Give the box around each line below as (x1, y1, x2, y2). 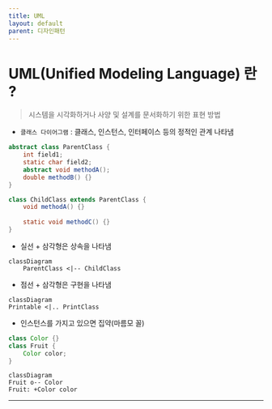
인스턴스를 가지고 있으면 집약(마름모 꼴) (19, 317, 145, 328)
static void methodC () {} (23, 218, 111, 227)
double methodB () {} (23, 173, 92, 181)
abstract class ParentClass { (8, 143, 111, 151)
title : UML (8, 11, 45, 20)
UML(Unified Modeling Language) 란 (8, 64, 257, 83)
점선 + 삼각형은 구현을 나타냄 (19, 279, 112, 289)
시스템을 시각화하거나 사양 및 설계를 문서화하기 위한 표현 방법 (28, 110, 221, 120)
